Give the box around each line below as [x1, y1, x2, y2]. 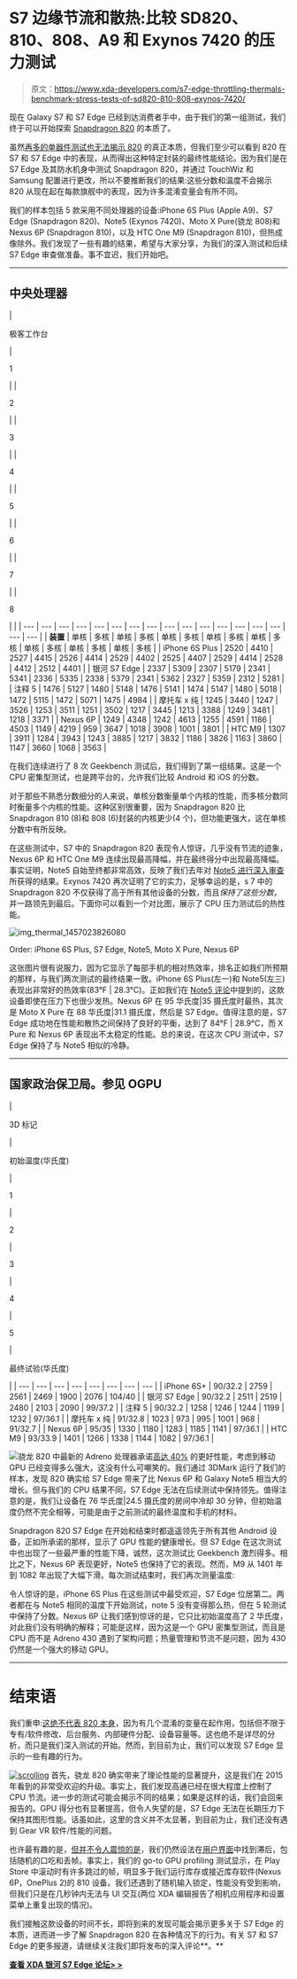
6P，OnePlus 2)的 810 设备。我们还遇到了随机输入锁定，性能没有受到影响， [9, 1877, 286, 1888]
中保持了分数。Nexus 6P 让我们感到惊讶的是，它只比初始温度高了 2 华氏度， [9, 1610, 288, 1621]
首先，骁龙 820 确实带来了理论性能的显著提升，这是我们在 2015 [50, 1770, 284, 1780]
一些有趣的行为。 [24, 1750, 87, 1761]
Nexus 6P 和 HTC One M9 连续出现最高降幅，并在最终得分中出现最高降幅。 [9, 853, 285, 864]
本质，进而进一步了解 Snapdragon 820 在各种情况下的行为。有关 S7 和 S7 [9, 1929, 278, 1940]
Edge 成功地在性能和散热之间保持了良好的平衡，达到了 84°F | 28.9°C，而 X [9, 1017, 284, 1029]
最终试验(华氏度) [9, 1363, 70, 1373]
